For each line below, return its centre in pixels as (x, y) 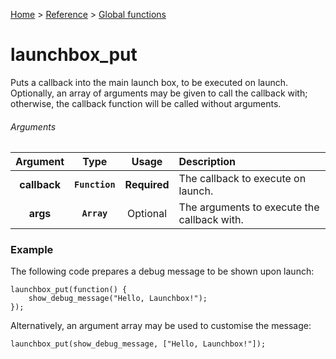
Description (207, 162)
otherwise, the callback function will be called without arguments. (146, 103)
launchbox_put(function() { (69, 290)
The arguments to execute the (249, 207)
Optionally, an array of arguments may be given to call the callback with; (159, 93)
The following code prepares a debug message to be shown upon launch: (162, 271)
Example (32, 250)
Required (147, 185)
